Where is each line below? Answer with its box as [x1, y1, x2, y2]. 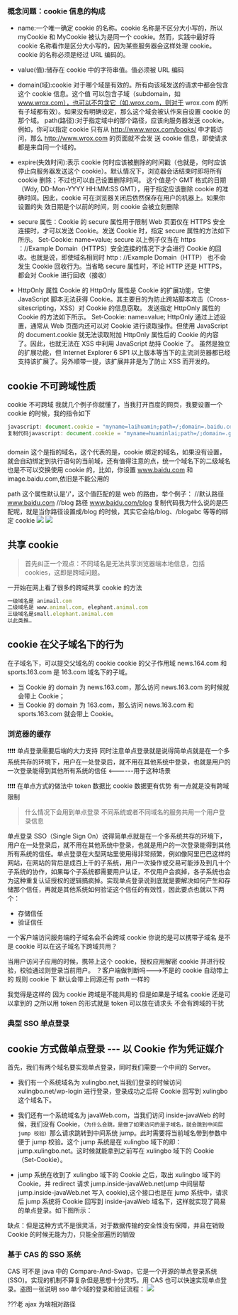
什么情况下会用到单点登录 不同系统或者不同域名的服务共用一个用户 [24, 808, 220, 816]
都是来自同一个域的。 [17, 143, 80, 151]
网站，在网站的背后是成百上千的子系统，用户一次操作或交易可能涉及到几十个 [7, 858, 231, 867]
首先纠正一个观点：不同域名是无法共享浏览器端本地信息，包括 [24, 559, 205, 568]
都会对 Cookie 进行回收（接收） [17, 271, 110, 279]
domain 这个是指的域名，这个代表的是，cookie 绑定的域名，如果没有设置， [7, 447, 226, 456]
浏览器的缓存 [7, 729, 52, 739]
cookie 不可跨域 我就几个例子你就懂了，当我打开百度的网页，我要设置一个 [7, 400, 223, 409]
